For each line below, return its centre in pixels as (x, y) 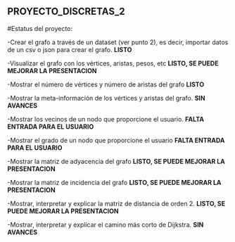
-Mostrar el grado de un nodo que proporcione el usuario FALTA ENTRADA (116, 140)
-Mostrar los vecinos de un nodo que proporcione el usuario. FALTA (106, 119)
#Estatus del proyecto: (40, 28)
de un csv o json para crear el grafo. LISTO (70, 49)
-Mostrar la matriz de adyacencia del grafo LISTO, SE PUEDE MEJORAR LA (116, 161)
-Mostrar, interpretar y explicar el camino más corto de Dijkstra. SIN (106, 224)
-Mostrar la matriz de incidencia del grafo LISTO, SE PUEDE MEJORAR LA (114, 182)
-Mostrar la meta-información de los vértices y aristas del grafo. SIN (106, 98)
